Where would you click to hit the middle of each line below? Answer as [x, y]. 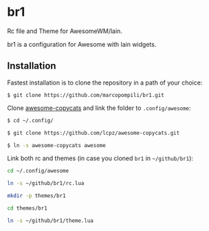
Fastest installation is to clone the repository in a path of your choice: [105, 82]
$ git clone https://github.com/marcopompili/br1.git [86, 95]
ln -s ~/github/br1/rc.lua [46, 184]
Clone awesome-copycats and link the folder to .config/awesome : [99, 108]
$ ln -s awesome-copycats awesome [57, 145]
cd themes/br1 [27, 208]
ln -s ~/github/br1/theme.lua [51, 221]
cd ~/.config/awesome [38, 171]
